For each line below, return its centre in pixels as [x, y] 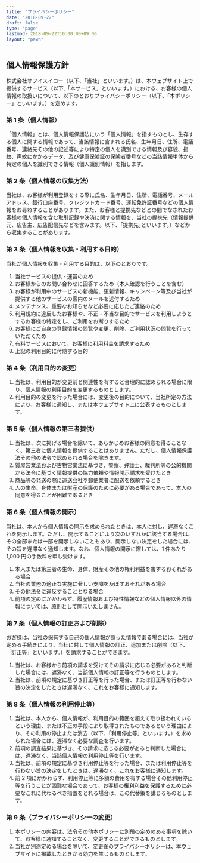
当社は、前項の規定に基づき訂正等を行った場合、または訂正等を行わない [103, 680]
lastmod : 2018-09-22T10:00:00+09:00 [51, 34]
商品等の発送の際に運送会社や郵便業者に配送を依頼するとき [88, 480]
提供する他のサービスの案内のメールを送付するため [77, 299]
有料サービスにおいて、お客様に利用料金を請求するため [82, 343]
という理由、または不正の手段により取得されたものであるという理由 [98, 726]
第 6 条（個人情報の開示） [43, 512]
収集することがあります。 [42, 232]
